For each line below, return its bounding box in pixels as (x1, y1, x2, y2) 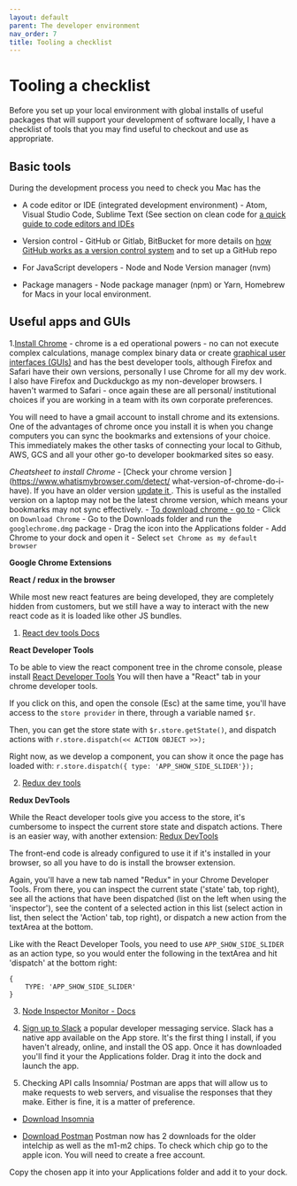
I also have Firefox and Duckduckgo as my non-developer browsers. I (9, 376, 263, 386)
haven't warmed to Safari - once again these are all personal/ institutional (9, 384, 277, 395)
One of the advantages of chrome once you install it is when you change (9, 421, 274, 431)
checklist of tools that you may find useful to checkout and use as (9, 124, 249, 135)
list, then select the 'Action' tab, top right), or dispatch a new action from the (9, 911, 287, 922)
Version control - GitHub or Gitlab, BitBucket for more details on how (21, 236, 271, 246)
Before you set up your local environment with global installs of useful (9, 105, 263, 116)
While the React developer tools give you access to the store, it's (9, 811, 246, 822)
